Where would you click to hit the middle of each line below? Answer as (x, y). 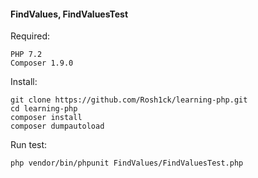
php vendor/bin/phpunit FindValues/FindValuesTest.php (127, 163)
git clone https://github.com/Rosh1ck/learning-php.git (129, 100)
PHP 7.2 (26, 55)
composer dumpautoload (57, 126)
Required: (30, 36)
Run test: (29, 145)
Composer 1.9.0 (42, 63)
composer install (46, 118)
